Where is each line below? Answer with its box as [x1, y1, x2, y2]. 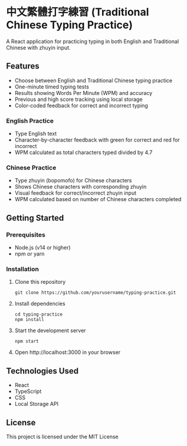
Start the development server [14, 327, 87, 334]
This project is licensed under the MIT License [6, 433, 119, 440]
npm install [14, 317, 44, 323]
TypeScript [14, 388, 42, 395]
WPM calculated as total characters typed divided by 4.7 [14, 149, 153, 156]
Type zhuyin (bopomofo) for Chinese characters [14, 177, 132, 184]
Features [6, 61, 40, 71]
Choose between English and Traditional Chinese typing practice [14, 77, 173, 84]
